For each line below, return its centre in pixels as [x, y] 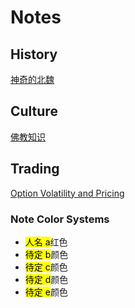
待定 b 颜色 [46, 254]
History [34, 54]
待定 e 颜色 [46, 292]
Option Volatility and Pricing [67, 193]
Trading [35, 169]
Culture [34, 111]
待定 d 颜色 [46, 279]
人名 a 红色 [46, 242]
